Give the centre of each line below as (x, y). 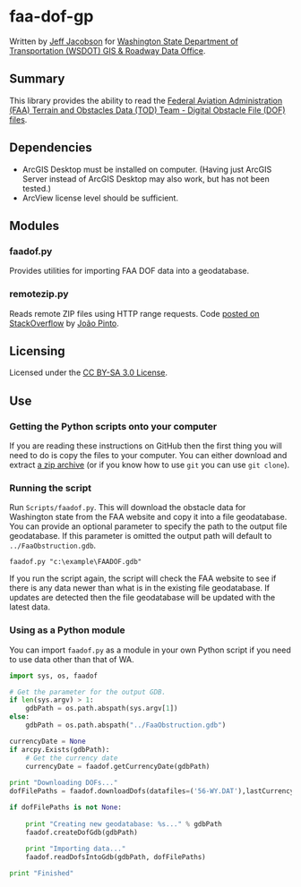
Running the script (51, 488)
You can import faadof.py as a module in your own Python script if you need (150, 650)
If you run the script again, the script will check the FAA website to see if (143, 578)
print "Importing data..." (76, 849)
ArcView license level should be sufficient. (100, 198)
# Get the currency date (72, 758)
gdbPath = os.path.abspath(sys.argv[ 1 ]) (102, 709)
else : (19, 717)
